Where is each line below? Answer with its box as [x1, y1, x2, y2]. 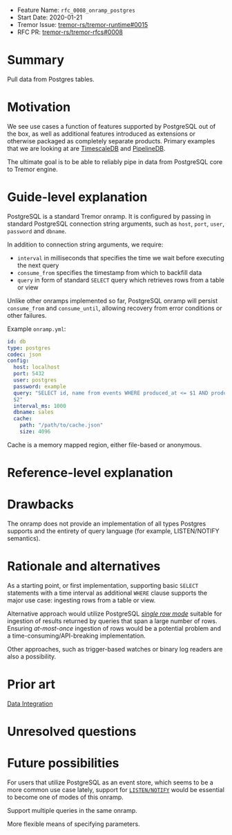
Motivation [7, 100, 71, 115]
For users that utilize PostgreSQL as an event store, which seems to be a [7, 778, 214, 787]
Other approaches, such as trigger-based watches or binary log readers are [7, 645, 223, 653]
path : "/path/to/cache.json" [19, 422, 104, 429]
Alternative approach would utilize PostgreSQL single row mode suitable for [7, 609, 222, 618]
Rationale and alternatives [7, 559, 161, 574]
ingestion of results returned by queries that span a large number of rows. [7, 617, 217, 625]
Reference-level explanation [7, 465, 173, 481]
